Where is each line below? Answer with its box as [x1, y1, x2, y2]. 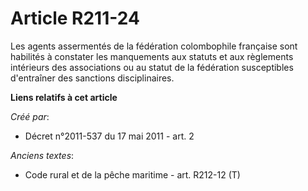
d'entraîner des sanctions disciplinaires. [10, 72, 175, 84]
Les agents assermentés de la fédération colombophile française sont [10, 40, 298, 52]
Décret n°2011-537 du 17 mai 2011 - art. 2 [24, 130, 195, 142]
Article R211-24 [10, 7, 140, 30]
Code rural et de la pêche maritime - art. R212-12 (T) [24, 168, 241, 181]
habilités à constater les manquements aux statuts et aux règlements [10, 50, 294, 62]
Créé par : [10, 110, 50, 122]
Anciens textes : [10, 149, 75, 161]
